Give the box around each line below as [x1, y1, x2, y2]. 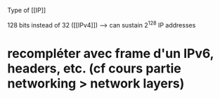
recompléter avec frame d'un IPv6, [7, 45, 214, 61]
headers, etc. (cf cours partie [7, 60, 181, 76]
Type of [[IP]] [7, 6, 46, 14]
